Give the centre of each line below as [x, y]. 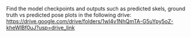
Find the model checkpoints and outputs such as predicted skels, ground [96, 9]
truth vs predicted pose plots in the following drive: [69, 15]
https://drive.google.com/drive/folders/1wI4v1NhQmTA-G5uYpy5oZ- [90, 21]
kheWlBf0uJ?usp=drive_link [41, 27]
